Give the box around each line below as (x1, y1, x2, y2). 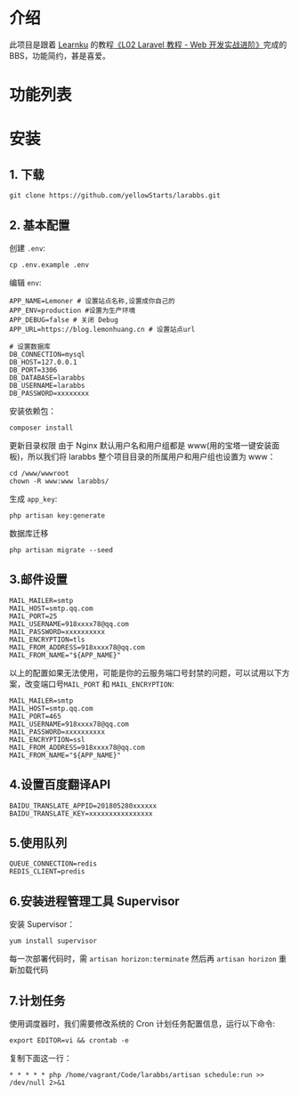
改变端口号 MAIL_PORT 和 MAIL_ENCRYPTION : (24, 678, 174, 689)
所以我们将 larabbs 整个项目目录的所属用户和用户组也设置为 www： (28, 451, 276, 462)
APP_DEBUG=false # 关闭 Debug (9, 315, 118, 325)
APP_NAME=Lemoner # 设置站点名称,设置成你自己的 (9, 296, 175, 305)
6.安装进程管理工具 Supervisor (9, 893, 180, 908)
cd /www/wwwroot (9, 469, 69, 478)
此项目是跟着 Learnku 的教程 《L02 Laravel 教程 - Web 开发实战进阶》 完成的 (9, 39, 287, 50)
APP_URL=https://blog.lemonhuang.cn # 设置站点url (9, 325, 196, 334)
